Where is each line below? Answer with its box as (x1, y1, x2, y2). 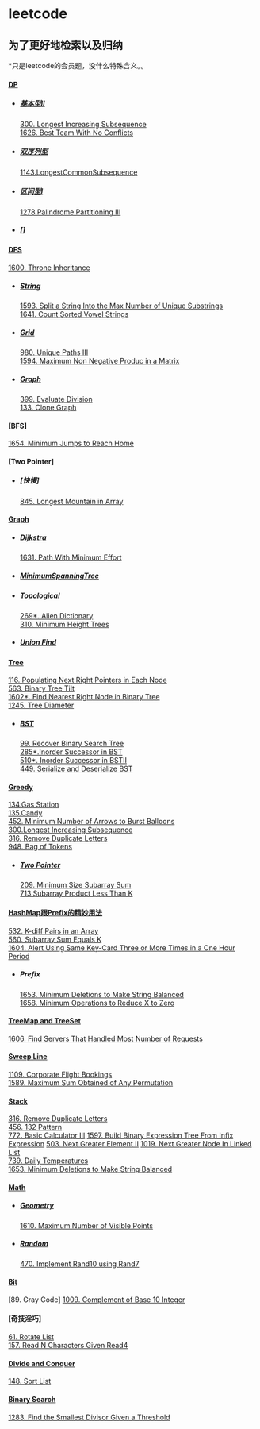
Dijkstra (19, 533, 47, 542)
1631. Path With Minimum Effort (19, 553, 122, 562)
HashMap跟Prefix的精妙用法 (8, 907, 103, 917)
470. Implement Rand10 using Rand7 (19, 1259, 140, 1269)
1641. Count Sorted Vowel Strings (19, 310, 129, 319)
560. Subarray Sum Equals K (8, 934, 102, 944)
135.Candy (8, 808, 43, 818)
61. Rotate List (8, 1332, 54, 1342)
